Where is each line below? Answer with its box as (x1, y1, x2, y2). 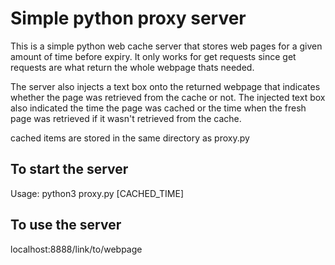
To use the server (10, 217, 122, 234)
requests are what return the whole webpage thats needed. (10, 61, 255, 73)
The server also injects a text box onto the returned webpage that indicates (10, 80, 321, 92)
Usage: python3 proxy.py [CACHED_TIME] (10, 187, 184, 199)
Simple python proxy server (10, 7, 247, 30)
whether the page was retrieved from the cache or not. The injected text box (10, 91, 326, 103)
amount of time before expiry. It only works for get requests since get (10, 50, 297, 62)
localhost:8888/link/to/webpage (10, 243, 143, 255)
